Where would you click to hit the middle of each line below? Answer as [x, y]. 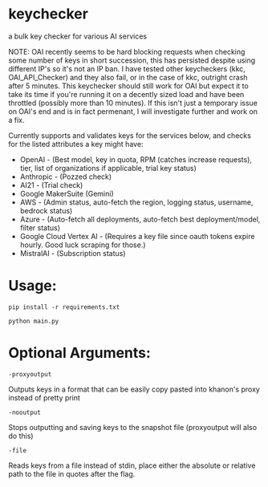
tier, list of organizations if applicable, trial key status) [108, 168]
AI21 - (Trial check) [51, 185]
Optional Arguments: [79, 353]
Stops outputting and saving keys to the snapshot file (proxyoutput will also [133, 427]
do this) [21, 436]
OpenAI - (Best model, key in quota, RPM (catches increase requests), [136, 159]
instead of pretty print [44, 397]
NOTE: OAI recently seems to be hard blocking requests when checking [127, 51]
